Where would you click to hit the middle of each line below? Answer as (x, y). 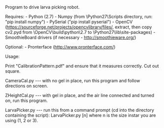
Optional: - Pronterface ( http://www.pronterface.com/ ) (60, 47)
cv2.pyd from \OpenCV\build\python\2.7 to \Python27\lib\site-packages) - (80, 32)
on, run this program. (26, 101)
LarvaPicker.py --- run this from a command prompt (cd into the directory (80, 110)
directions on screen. (27, 86)
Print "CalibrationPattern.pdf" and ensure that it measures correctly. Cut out (82, 66)
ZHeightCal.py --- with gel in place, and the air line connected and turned (80, 95)
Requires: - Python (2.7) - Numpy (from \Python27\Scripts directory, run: (79, 16)
